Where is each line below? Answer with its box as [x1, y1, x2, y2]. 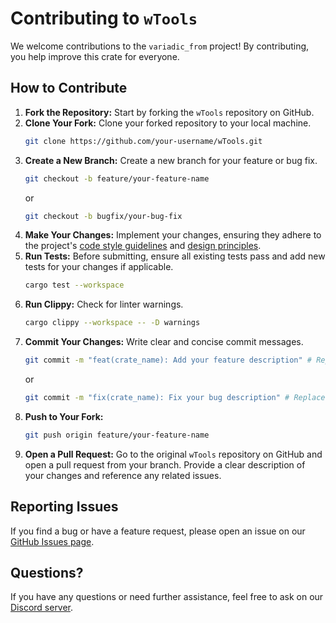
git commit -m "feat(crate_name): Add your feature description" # [24, 355, 313, 366]
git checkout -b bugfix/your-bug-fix [24, 211, 183, 221]
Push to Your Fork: [24, 410, 104, 422]
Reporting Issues [10, 498, 119, 516]
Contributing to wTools [10, 7, 198, 30]
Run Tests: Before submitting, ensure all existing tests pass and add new [24, 250, 326, 262]
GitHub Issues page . [10, 535, 95, 547]
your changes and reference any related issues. [24, 469, 222, 481]
